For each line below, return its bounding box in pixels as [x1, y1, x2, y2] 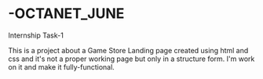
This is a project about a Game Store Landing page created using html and [8, 45, 249, 55]
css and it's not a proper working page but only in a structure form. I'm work [8, 54, 255, 63]
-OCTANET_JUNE [8, 5, 125, 23]
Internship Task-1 [8, 31, 64, 40]
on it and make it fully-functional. [8, 62, 115, 71]
